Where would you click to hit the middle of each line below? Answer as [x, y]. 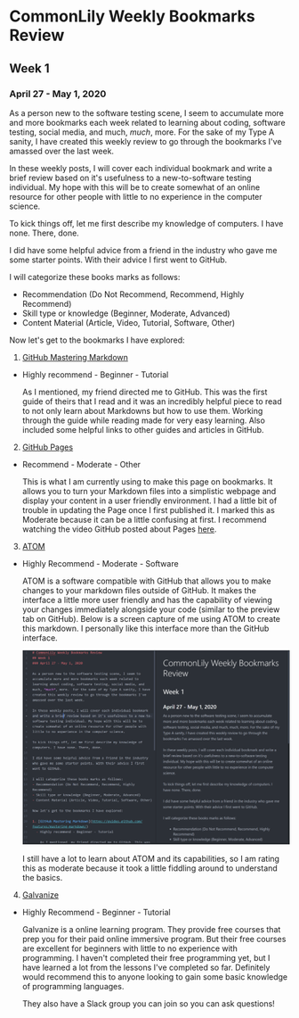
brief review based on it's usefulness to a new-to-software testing [130, 178]
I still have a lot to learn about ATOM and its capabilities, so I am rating [151, 859]
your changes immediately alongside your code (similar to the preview [151, 609]
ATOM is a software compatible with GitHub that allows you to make [146, 581]
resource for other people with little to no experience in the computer [136, 196]
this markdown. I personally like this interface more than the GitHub [145, 628]
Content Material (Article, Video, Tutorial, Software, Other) [129, 322]
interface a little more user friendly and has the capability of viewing [147, 600]
